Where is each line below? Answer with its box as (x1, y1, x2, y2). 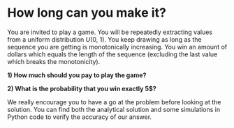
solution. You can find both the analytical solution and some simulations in (7, 105, 221, 113)
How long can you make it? (7, 5, 166, 21)
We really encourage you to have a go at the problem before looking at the (7, 97, 221, 106)
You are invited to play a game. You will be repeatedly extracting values (7, 28, 213, 36)
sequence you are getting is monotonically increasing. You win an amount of (7, 42, 228, 51)
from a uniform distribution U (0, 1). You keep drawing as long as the (7, 35, 202, 43)
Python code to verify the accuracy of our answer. (7, 113, 152, 121)
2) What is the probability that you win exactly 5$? (7, 84, 156, 93)
